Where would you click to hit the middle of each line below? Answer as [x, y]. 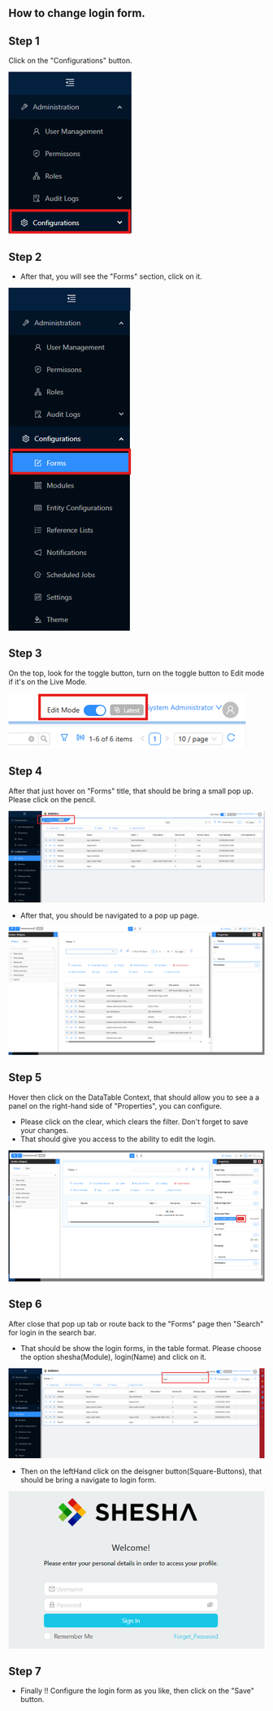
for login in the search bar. [52, 1332]
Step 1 [24, 41]
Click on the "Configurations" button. [70, 61]
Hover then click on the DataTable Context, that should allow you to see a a [134, 1097]
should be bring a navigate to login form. [88, 1479]
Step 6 [25, 1304]
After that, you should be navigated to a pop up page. [110, 915]
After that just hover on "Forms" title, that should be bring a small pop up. [131, 791]
